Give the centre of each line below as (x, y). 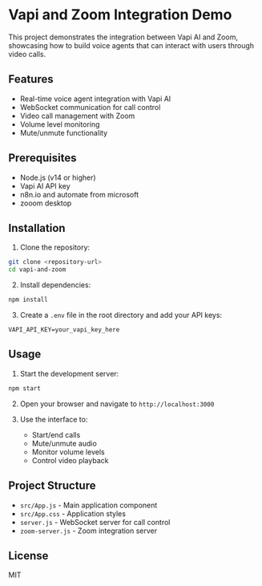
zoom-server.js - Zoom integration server (89, 531)
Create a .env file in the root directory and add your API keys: (121, 315)
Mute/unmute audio (64, 443)
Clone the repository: (55, 247)
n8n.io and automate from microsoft (79, 194)
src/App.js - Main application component (89, 505)
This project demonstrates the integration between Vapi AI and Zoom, (123, 37)
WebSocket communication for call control (90, 107)
